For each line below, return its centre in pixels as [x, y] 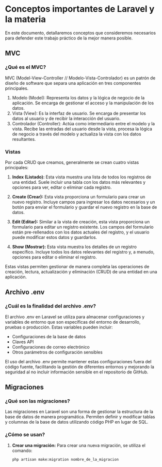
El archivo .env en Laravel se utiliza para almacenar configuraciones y [75, 317]
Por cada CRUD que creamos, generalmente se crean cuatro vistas [72, 162]
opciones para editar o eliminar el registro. [54, 257]
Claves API [23, 342]
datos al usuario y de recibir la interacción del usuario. [66, 118]
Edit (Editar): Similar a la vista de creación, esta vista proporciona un [81, 222]
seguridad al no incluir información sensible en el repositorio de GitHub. [77, 372]
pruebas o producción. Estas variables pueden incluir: [59, 327]
